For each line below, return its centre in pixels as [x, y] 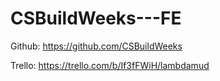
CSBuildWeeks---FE [96, 18]
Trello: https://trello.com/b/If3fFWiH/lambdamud [110, 65]
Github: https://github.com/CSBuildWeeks [96, 46]
